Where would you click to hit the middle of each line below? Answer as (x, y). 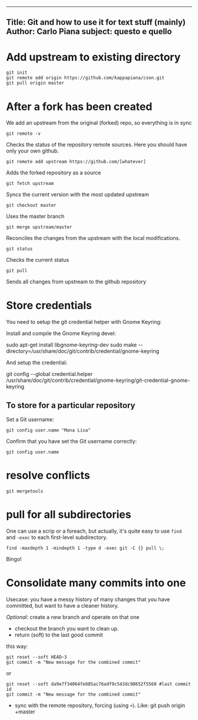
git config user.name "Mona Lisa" (49, 430)
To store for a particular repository (71, 405)
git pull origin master (35, 83)
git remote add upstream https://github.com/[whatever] (76, 162)
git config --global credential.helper (49, 374)
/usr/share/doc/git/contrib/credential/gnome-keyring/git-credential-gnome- (98, 380)
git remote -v (24, 134)
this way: (17, 646)
